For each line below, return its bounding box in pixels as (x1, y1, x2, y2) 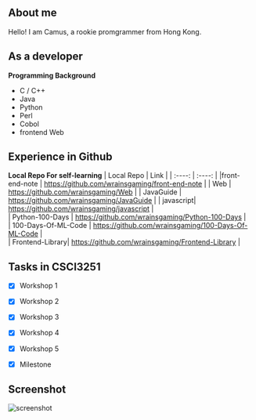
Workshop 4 (19, 328, 60, 338)
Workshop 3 (19, 313, 59, 322)
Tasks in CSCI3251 (8, 260, 101, 273)
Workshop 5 (19, 344, 59, 353)
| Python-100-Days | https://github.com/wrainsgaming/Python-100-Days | (8, 212, 247, 222)
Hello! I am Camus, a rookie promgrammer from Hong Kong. (8, 27, 202, 36)
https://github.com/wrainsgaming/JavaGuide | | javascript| (8, 196, 197, 205)
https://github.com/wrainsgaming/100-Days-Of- (92, 221, 248, 230)
